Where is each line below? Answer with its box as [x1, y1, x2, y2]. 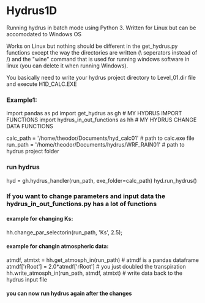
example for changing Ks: [6, 215, 73, 223]
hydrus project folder [6, 148, 59, 155]
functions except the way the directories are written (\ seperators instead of [6, 48, 198, 56]
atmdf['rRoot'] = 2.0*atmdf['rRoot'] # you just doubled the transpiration [6, 263, 187, 270]
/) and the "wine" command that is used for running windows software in [6, 55, 190, 63]
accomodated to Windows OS [6, 30, 81, 37]
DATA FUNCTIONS [6, 123, 54, 130]
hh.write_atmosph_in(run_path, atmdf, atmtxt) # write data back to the [6, 269, 182, 277]
